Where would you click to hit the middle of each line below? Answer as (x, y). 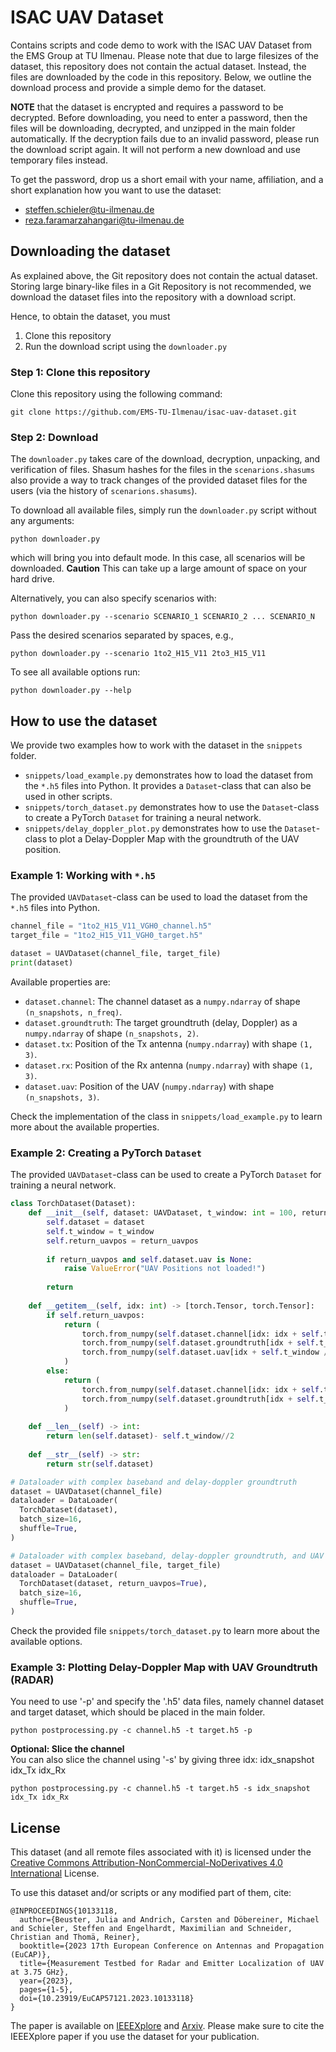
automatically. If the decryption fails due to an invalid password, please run (165, 138)
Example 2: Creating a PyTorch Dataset (106, 1153)
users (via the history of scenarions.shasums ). (104, 491)
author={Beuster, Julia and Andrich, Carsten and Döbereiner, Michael (169, 1919)
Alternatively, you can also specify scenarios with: (113, 598)
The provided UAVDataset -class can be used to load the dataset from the (159, 897)
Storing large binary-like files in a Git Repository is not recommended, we (161, 286)
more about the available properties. (85, 1127)
